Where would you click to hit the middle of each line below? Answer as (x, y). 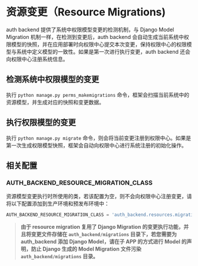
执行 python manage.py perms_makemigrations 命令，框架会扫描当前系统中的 (98, 94)
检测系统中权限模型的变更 (52, 79)
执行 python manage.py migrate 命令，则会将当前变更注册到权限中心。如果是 (99, 138)
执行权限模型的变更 (41, 122)
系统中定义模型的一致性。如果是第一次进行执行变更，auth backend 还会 (103, 51)
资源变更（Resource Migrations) (86, 12)
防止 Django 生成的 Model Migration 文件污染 (86, 249)
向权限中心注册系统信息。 (37, 59)
